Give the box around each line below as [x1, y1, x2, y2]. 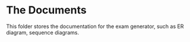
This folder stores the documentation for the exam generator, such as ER [6, 23, 184, 30]
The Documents [6, 3, 87, 17]
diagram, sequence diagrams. [6, 29, 79, 36]
